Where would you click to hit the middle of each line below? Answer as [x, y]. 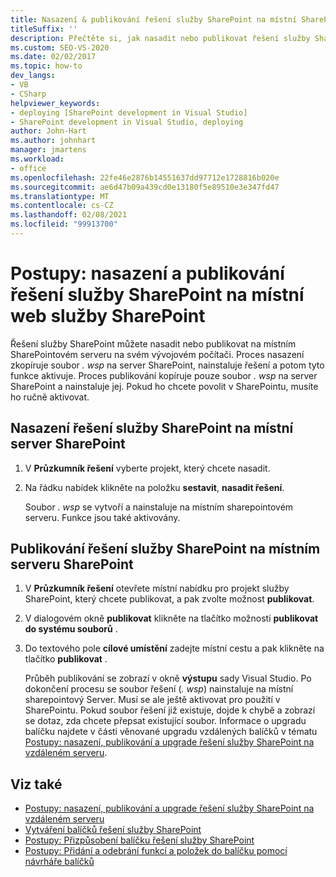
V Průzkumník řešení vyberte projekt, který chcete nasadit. [147, 468]
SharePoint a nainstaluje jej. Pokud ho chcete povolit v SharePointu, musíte [164, 386]
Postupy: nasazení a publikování [147, 273]
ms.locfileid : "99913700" [64, 224]
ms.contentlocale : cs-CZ [62, 206]
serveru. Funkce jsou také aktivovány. [102, 517]
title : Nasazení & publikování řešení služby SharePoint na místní [154, 19]
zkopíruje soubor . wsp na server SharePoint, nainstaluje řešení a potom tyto [167, 365]
